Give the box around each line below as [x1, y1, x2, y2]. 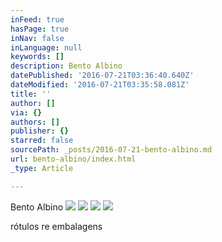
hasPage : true [10, 24, 70, 34]
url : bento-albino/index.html [10, 154, 137, 164]
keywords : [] [10, 52, 65, 62]
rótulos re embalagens [10, 220, 103, 232]
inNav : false [10, 33, 65, 43]
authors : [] [10, 117, 60, 127]
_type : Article [10, 163, 74, 173]
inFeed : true [10, 14, 65, 25]
